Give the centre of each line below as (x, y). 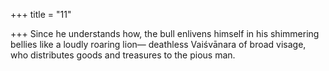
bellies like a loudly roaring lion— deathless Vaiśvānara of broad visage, (158, 44)
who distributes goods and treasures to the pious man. (123, 55)
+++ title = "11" (41, 14)
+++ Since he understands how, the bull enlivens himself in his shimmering (165, 33)
